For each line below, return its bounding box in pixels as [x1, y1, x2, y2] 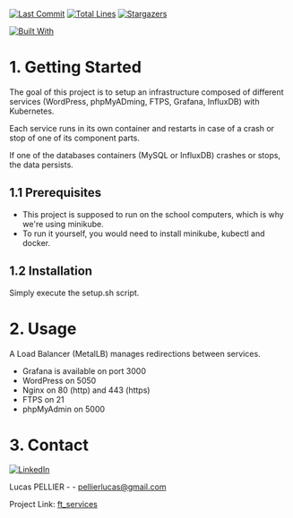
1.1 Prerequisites [9, 185, 102, 200]
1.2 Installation [9, 264, 92, 279]
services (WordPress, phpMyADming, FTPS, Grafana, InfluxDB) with [9, 96, 260, 106]
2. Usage [9, 318, 77, 339]
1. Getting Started [9, 57, 142, 78]
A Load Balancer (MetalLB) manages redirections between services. [9, 348, 262, 359]
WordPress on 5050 [22, 375, 97, 386]
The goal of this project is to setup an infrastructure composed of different [9, 86, 284, 98]
